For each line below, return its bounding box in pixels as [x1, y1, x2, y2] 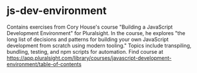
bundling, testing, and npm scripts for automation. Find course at [6, 48, 164, 55]
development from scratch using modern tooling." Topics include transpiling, [6, 42, 192, 49]
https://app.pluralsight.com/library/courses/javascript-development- [6, 54, 172, 61]
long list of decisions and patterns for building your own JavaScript [6, 36, 169, 43]
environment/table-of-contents [6, 60, 81, 68]
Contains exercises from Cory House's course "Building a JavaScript [6, 23, 173, 30]
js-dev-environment [6, 4, 107, 18]
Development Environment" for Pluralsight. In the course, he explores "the [6, 29, 185, 36]
